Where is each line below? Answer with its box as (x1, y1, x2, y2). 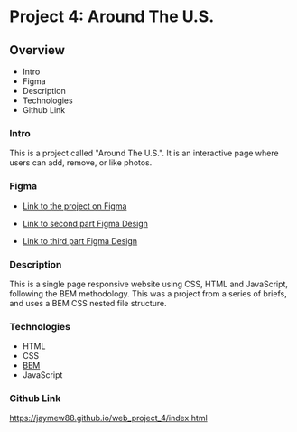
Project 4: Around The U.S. (9, 6, 215, 27)
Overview (9, 42, 66, 58)
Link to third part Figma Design (22, 235, 138, 246)
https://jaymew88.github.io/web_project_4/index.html (9, 413, 208, 424)
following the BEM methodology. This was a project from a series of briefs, (9, 287, 287, 299)
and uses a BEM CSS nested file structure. (9, 297, 167, 308)
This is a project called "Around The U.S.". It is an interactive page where (9, 147, 279, 159)
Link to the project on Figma (22, 201, 127, 211)
